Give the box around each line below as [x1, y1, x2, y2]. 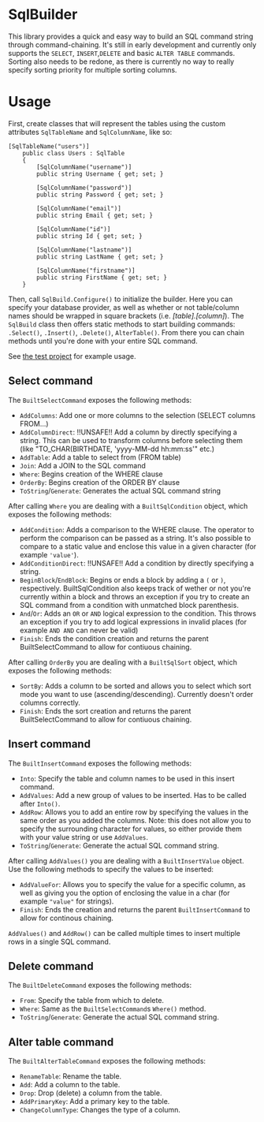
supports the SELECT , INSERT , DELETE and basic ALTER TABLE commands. [8, 48, 235, 58]
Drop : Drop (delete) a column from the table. [19, 1088, 162, 1098]
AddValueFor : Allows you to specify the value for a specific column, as [19, 879, 246, 889]
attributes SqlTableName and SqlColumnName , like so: [8, 127, 173, 136]
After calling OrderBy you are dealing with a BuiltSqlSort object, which [8, 657, 238, 667]
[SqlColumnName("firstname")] [36, 267, 136, 274]
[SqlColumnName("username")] [36, 163, 132, 171]
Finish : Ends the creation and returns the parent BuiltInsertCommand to [19, 904, 251, 914]
